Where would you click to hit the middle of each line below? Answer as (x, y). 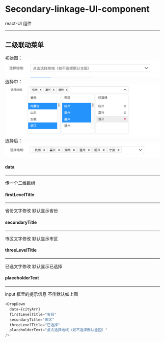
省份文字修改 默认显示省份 (31, 211)
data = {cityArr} (25, 309)
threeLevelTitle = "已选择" (35, 325)
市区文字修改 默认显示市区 (31, 239)
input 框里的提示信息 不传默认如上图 (41, 294)
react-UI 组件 (18, 23)
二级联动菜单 (25, 45)
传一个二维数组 (20, 183)
